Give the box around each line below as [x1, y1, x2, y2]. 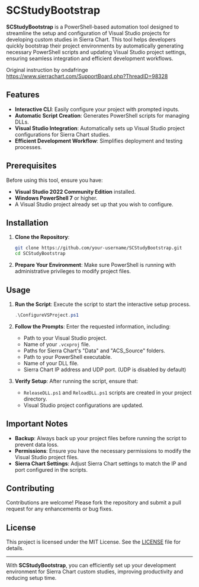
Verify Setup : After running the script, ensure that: [14, 377, 139, 384]
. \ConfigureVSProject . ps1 [14, 312, 79, 318]
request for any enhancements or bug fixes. [6, 506, 114, 513]
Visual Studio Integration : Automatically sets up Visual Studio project [14, 124, 185, 131]
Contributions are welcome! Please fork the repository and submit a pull [6, 499, 182, 506]
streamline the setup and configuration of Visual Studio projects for [6, 29, 171, 36]
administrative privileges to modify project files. [14, 268, 131, 275]
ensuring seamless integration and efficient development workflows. [6, 55, 174, 62]
